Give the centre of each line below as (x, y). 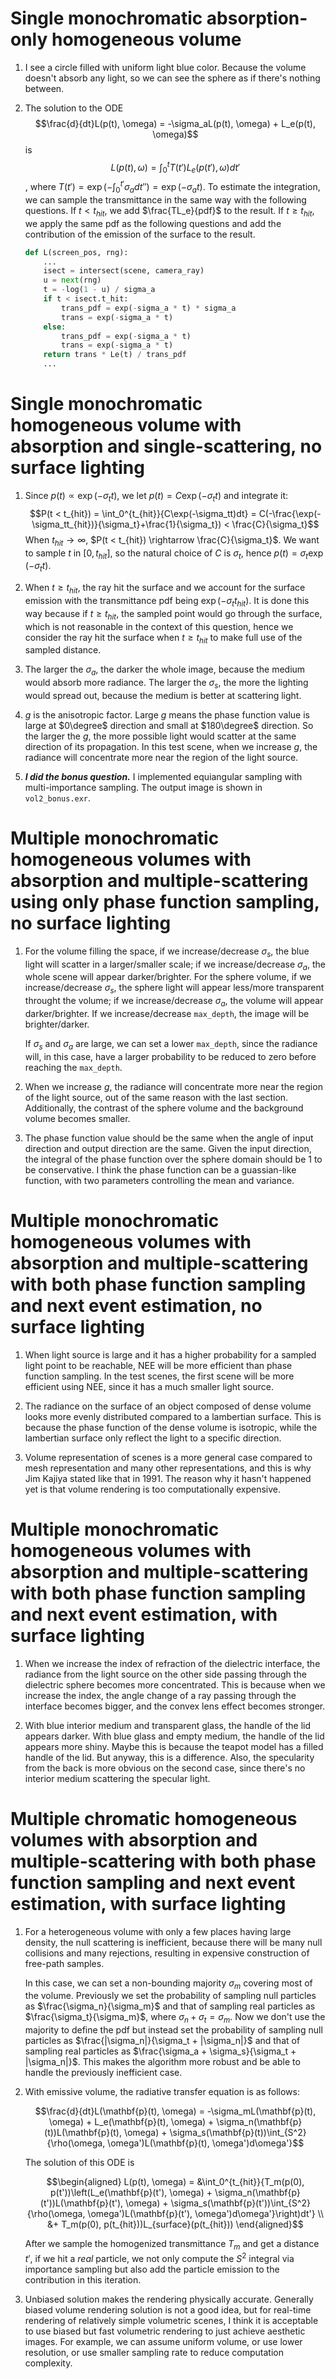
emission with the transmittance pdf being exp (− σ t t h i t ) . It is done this (167, 601)
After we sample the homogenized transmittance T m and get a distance (172, 2245)
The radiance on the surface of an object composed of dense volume (168, 1406)
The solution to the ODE (74, 108)
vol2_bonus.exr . (58, 798)
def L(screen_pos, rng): (76, 252)
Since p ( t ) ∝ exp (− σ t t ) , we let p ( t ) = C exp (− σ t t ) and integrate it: (156, 496)
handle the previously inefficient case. (103, 2073)
